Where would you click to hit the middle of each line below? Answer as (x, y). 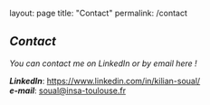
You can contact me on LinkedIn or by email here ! (103, 63)
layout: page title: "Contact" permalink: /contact (99, 13)
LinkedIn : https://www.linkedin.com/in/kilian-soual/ (105, 81)
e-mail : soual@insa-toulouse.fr (68, 91)
